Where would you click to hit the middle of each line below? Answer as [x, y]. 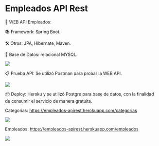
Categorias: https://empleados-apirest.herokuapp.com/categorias [71, 110]
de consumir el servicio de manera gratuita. [49, 101]
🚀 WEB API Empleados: [28, 22]
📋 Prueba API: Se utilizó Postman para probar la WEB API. [64, 73]
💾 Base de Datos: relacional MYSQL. [41, 55]
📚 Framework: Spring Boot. [33, 32]
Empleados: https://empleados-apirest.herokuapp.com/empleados [72, 129]
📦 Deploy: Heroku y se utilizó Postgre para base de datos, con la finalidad [79, 94]
